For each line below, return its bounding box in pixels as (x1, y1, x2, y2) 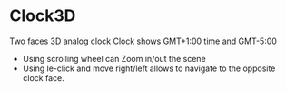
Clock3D (9, 5, 76, 26)
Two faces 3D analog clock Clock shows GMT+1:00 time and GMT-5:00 (9, 35, 277, 46)
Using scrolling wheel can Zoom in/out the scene (22, 53, 206, 64)
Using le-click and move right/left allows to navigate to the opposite (22, 63, 276, 74)
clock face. (22, 72, 65, 83)
